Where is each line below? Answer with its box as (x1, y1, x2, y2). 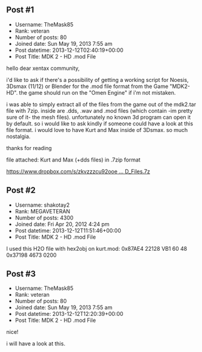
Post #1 (6, 5, 34, 15)
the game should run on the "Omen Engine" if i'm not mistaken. (19, 89, 176, 96)
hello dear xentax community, (6, 64, 80, 72)
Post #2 (6, 185, 36, 195)
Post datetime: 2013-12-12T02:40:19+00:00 (14, 46, 124, 54)
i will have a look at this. (6, 340, 66, 347)
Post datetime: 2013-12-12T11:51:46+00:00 (14, 227, 122, 234)
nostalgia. (6, 133, 31, 140)
